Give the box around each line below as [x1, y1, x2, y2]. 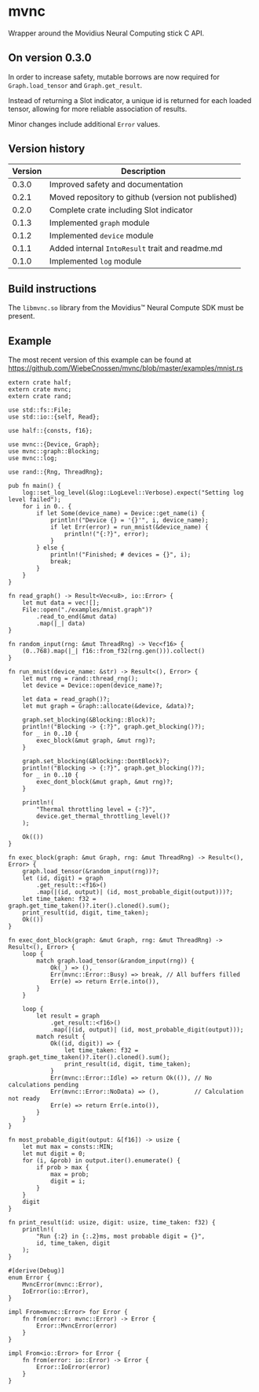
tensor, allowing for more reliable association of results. [8, 104, 188, 113]
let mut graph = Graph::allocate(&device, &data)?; [22, 703, 195, 711]
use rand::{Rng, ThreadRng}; [8, 468, 104, 476]
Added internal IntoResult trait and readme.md [49, 242, 223, 253]
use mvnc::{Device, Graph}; [8, 441, 100, 449]
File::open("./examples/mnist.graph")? [22, 606, 153, 614]
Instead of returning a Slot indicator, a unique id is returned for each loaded [8, 95, 252, 105]
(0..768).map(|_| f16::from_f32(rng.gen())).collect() [22, 648, 206, 655]
